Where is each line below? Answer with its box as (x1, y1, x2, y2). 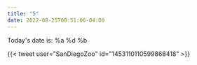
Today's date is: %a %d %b (7, 36, 88, 44)
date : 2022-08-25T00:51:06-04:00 (7, 17, 105, 24)
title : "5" (7, 10, 39, 17)
